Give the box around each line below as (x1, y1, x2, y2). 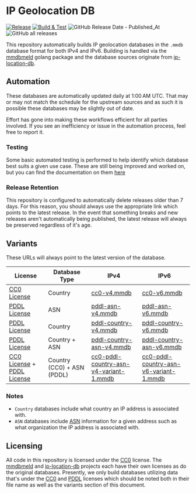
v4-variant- (91, 367, 125, 375)
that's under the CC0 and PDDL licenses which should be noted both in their (6, 475, 190, 482)
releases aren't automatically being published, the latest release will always (6, 215, 187, 222)
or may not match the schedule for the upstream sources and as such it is (6, 98, 183, 105)
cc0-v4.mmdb (91, 289, 132, 297)
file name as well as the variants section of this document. (6, 481, 146, 488)
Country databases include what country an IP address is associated (14, 405, 179, 412)
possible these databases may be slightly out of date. (6, 104, 135, 112)
